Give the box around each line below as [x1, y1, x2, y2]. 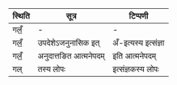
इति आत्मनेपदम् [112, 50, 156, 62]
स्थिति [12, 11, 30, 21]
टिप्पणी [129, 11, 149, 21]
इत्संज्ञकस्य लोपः [112, 64, 159, 74]
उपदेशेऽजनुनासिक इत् [37, 37, 100, 48]
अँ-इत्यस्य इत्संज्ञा [112, 37, 165, 48]
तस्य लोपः [37, 64, 66, 74]
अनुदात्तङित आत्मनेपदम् [37, 50, 105, 62]
